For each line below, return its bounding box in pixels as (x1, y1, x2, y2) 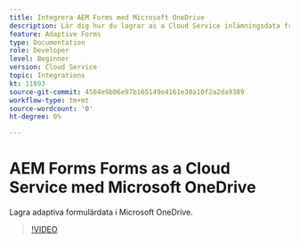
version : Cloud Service (9, 63, 98, 72)
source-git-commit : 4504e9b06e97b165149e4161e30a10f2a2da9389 (9, 87, 245, 96)
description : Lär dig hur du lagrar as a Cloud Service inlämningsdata (9, 21, 280, 30)
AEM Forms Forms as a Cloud (9, 158, 231, 179)
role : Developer (9, 46, 69, 55)
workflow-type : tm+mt (9, 95, 90, 105)
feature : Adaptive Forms (9, 29, 101, 38)
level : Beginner (9, 54, 69, 63)
